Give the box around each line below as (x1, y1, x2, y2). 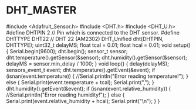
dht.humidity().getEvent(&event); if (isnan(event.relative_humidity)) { (6, 85, 171, 92)
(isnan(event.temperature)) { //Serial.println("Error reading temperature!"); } (6, 73, 189, 80)
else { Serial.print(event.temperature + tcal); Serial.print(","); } (6, 78, 154, 85)
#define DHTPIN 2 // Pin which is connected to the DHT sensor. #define (6, 29, 180, 36)
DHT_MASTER (6, 4, 77, 17)
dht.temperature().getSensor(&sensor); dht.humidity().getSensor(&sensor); (6, 54, 188, 61)
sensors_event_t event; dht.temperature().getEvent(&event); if (6, 66, 156, 73)
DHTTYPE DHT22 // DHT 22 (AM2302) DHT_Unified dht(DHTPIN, (6, 35, 164, 42)
